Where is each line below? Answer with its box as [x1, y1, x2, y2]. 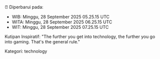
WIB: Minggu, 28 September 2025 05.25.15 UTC [11, 14, 110, 20]
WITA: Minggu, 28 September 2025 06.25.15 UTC [11, 19, 112, 25]
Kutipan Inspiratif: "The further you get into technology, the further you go [4, 34, 156, 39]
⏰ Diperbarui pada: [4, 4, 44, 10]
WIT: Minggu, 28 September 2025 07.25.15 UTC [11, 24, 109, 30]
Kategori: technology [4, 48, 47, 54]
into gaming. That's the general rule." [4, 39, 80, 44]
